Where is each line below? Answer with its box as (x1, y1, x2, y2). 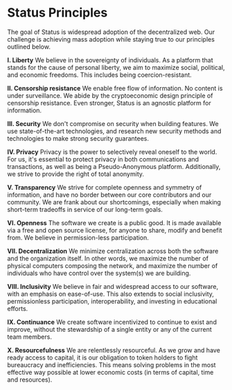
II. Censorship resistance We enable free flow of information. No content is (7, 84, 223, 92)
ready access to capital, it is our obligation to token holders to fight (7, 353, 198, 362)
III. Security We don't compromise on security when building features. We (7, 119, 220, 127)
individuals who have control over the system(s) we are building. (7, 269, 191, 277)
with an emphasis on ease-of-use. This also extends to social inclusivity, (7, 290, 215, 298)
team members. (7, 333, 52, 341)
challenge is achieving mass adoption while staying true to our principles (7, 35, 215, 43)
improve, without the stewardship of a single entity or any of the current (7, 325, 213, 333)
